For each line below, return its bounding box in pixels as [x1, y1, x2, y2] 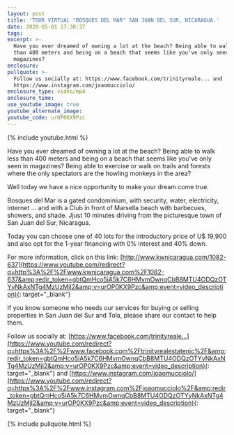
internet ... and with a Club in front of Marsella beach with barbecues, [7, 203, 207, 212]
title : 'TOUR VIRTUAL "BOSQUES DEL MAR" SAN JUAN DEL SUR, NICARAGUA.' [7, 17, 219, 24]
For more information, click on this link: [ [7, 253, 123, 261]
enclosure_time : [7, 95, 54, 102]
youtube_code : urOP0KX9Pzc [7, 114, 86, 121]
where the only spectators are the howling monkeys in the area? [7, 169, 192, 177]
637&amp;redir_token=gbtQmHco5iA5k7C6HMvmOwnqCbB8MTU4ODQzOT [7, 275, 227, 283]
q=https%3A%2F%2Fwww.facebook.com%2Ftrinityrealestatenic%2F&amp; [7, 346, 226, 355]
